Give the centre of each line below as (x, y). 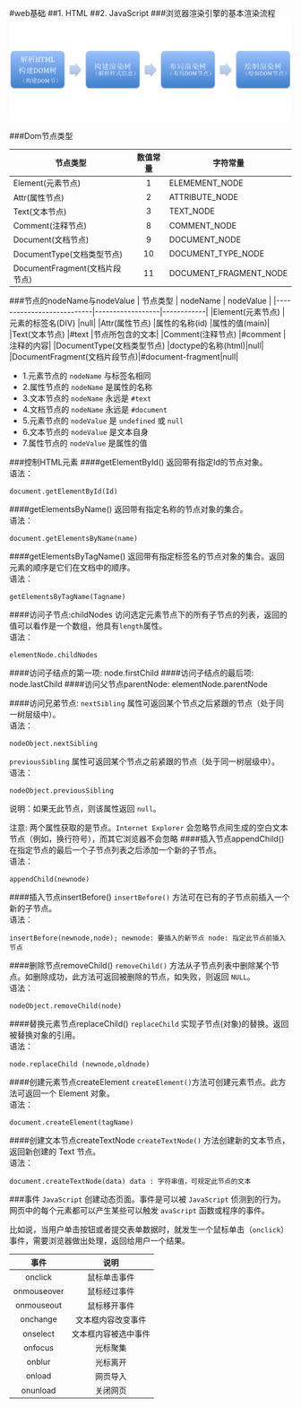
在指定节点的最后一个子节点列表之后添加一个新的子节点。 (115, 850)
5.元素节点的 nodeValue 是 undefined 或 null (103, 421)
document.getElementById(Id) (64, 491)
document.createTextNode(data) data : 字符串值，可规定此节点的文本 (130, 1182)
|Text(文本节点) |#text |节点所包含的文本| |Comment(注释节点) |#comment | (148, 335)
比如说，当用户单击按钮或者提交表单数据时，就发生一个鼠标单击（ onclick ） (149, 1230)
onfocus (39, 1347)
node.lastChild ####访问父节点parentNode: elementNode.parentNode (139, 684)
